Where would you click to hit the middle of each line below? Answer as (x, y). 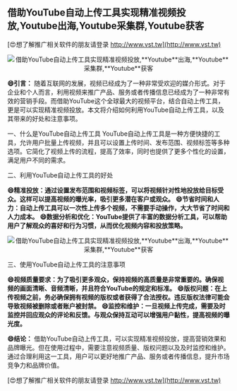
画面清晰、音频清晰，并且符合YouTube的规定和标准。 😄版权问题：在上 (123, 288)
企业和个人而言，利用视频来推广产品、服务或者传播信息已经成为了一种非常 (115, 92)
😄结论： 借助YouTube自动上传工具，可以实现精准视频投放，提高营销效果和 (117, 339)
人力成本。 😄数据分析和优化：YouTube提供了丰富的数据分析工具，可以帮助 (117, 216)
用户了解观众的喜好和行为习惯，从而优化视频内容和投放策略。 (97, 226)
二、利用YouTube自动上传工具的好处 (60, 175)
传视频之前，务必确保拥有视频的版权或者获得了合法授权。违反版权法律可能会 (119, 297)
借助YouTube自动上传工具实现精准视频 (92, 13)
